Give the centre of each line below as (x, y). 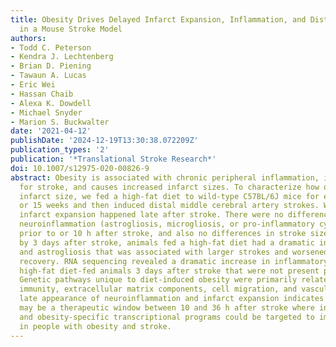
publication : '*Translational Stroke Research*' (113, 159)
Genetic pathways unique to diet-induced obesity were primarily (158, 280)
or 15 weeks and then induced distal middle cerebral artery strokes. (169, 206)
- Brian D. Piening (51, 66)
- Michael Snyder (46, 112)
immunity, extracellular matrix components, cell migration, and (158, 289)
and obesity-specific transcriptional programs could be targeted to (167, 317)
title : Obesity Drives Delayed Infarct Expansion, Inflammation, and (158, 19)
